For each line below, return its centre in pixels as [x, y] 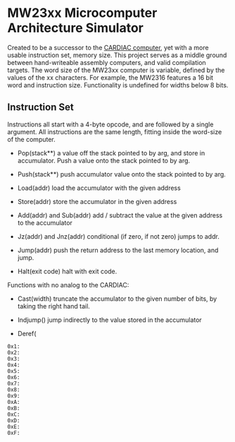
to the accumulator [45, 222]
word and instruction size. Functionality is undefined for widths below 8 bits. [118, 85]
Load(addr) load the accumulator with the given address [99, 188]
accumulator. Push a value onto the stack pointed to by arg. [104, 160]
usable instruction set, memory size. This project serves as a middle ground [117, 55]
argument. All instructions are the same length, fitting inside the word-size [115, 131]
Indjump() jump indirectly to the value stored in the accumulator [109, 320]
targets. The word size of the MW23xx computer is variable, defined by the [116, 70]
